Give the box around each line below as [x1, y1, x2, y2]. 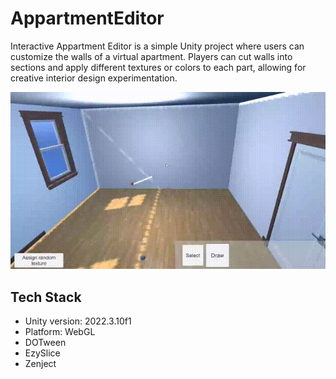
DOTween [24, 337, 67, 349]
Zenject [24, 358, 57, 370]
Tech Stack [10, 288, 82, 306]
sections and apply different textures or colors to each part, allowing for [10, 61, 307, 73]
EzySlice [24, 347, 61, 359]
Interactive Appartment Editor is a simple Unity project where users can [10, 40, 305, 52]
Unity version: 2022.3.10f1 [24, 315, 132, 327]
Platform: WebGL [24, 326, 96, 338]
